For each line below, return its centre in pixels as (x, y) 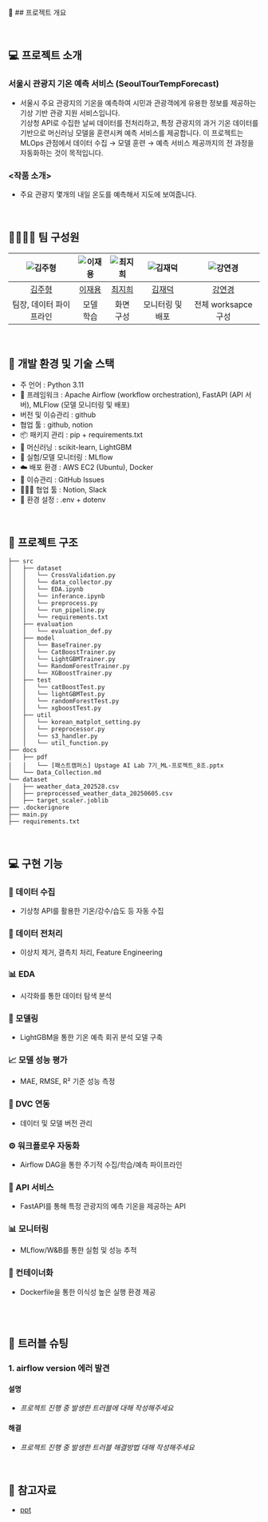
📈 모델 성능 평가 (38, 1060)
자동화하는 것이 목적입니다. (61, 153)
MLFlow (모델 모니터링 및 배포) (81, 404)
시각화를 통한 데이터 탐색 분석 (65, 995)
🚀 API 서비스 (31, 1187)
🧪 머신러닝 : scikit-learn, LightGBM (76, 447)
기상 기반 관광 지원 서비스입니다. (70, 113)
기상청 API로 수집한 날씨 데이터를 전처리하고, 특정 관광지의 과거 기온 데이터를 (139, 122)
